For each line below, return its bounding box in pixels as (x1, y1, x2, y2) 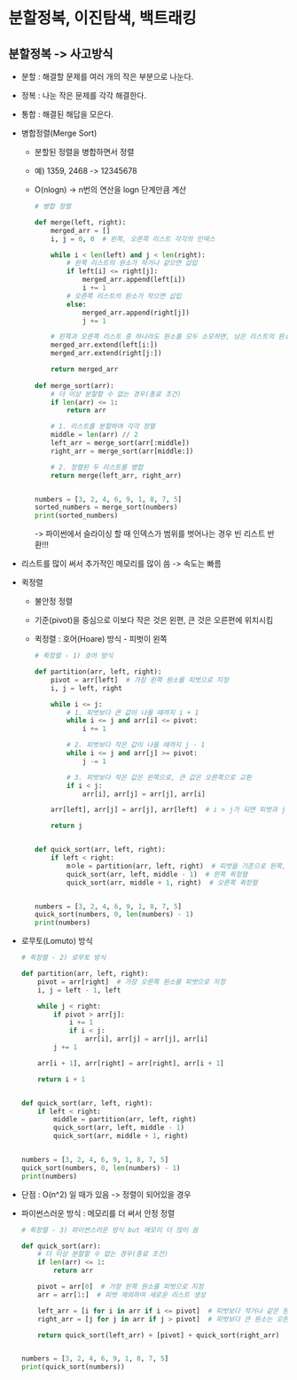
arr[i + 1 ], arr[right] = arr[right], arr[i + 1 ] (37, 1058, 225, 1068)
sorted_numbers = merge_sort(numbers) (34, 503, 178, 512)
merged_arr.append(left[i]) (82, 276, 186, 285)
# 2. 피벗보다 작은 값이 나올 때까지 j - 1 (66, 741, 206, 750)
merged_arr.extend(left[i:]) (51, 340, 159, 350)
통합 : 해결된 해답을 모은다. (20, 109, 114, 120)
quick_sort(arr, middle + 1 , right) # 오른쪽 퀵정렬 (66, 878, 258, 887)
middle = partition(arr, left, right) (53, 1115, 197, 1124)
